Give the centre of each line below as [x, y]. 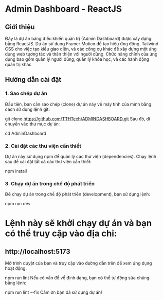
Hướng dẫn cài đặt [33, 79]
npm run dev [18, 204]
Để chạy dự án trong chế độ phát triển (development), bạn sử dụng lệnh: [78, 194]
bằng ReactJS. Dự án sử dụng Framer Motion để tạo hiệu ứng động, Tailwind [82, 44]
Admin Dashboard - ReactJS [63, 9]
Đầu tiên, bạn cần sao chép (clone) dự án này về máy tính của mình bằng [78, 104]
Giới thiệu [20, 27]
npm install [16, 171]
